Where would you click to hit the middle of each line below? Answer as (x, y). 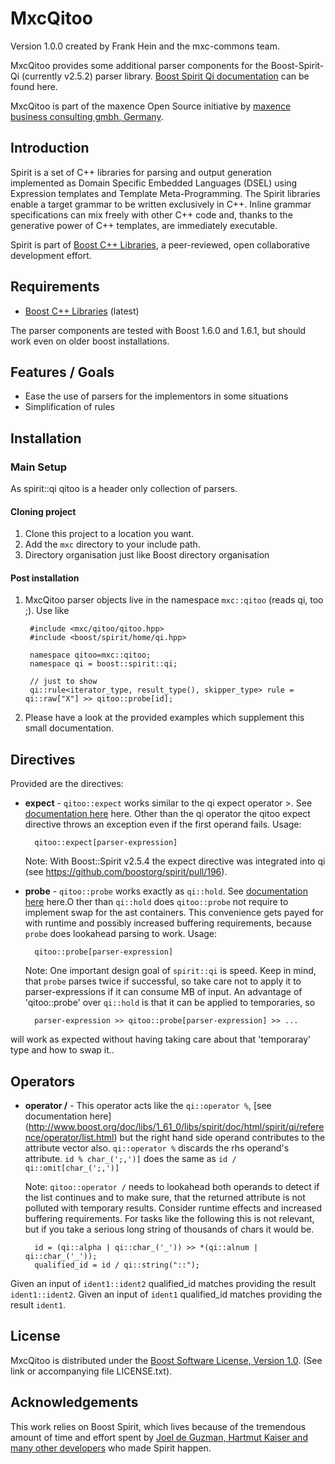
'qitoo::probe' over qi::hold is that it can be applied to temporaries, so (170, 1003)
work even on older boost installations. (90, 341)
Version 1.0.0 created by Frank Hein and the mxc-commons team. (145, 46)
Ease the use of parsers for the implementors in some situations (156, 396)
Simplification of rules (69, 407)
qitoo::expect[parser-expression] (106, 843)
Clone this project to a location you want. (109, 534)
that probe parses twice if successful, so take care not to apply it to (163, 981)
